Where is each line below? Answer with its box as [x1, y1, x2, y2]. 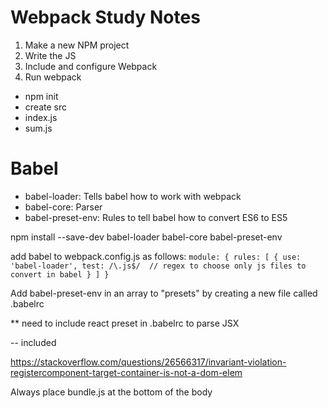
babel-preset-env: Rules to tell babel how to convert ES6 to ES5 [24, 211, 288, 223]
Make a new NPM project [24, 39, 130, 51]
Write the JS [24, 49, 77, 61]
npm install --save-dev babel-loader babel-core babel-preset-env [10, 231, 283, 243]
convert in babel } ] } [10, 269, 110, 280]
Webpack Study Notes [10, 6, 201, 29]
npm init [24, 90, 59, 102]
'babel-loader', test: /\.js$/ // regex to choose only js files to [10, 261, 307, 271]
